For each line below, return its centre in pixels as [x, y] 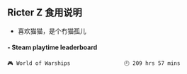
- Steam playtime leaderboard [52, 47]
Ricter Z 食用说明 [45, 13]
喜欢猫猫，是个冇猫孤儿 [52, 31]
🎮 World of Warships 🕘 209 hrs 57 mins [94, 63]
